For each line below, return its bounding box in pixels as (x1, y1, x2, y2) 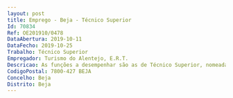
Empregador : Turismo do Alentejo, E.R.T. (7, 55, 129, 62)
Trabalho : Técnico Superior (7, 49, 89, 56)
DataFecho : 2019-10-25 (7, 42, 73, 49)
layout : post (7, 10, 45, 17)
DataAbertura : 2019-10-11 (7, 36, 82, 43)
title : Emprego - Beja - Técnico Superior (7, 17, 132, 23)
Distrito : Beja (7, 81, 51, 88)
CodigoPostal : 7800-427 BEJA (7, 68, 92, 75)
